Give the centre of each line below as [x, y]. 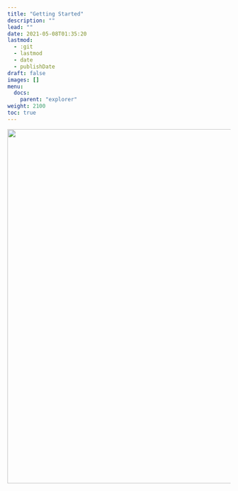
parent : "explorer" [49, 100]
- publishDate [34, 67]
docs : [22, 93]
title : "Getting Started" [45, 14]
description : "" [31, 21]
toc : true [22, 113]
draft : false [27, 73]
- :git [23, 47]
